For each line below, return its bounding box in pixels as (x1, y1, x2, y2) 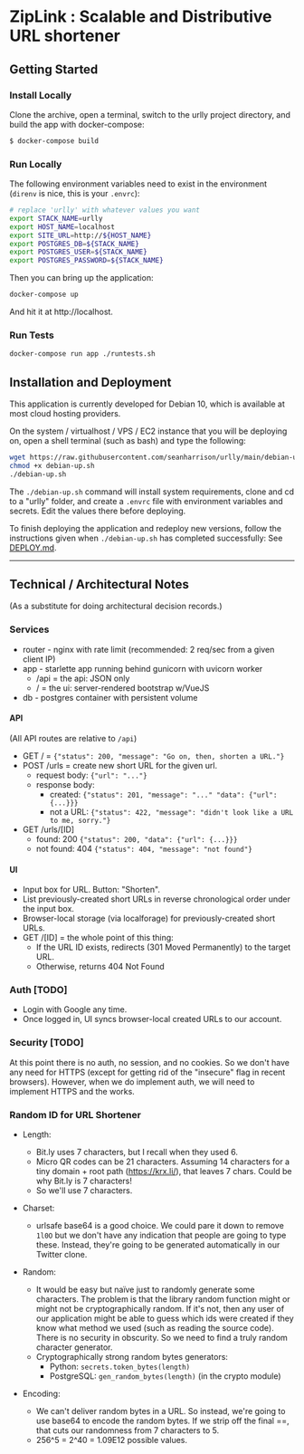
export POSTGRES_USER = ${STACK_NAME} (9, 247, 147, 257)
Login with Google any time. (22, 1004, 128, 1015)
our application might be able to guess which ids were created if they (35, 1313, 294, 1324)
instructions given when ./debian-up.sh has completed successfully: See (9, 532, 283, 543)
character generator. (35, 1342, 113, 1353)
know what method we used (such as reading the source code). (35, 1323, 274, 1334)
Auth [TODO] (9, 984, 68, 997)
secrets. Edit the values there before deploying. (9, 505, 186, 516)
